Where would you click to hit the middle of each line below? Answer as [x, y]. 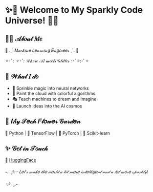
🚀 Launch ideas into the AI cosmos [47, 106]
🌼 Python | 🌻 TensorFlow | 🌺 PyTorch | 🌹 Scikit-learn [58, 133]
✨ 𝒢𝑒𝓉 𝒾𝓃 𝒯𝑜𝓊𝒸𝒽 [27, 149]
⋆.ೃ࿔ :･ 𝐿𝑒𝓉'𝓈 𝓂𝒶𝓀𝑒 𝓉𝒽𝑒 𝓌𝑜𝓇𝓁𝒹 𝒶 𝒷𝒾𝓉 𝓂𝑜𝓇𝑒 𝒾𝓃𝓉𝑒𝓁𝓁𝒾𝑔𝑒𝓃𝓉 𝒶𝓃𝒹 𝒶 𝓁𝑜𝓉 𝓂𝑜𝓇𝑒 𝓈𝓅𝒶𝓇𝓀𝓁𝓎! [77, 172]
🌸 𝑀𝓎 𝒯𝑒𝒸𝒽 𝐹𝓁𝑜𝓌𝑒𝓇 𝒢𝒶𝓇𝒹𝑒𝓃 [43, 121]
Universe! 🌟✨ [32, 21]
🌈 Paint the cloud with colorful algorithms [54, 93]
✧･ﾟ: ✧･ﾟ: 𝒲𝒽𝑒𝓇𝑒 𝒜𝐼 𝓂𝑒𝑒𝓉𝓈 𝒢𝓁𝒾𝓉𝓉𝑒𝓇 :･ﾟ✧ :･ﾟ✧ [47, 61]
